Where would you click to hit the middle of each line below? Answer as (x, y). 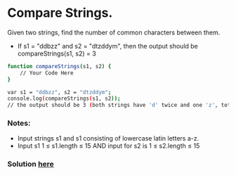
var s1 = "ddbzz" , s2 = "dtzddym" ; (59, 92)
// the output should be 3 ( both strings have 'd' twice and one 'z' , (113, 105)
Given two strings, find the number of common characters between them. (114, 32)
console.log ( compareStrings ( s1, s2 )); (64, 99)
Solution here (31, 164)
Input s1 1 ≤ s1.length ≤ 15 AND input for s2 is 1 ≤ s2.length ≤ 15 (109, 146)
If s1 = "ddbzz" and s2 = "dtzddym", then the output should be (108, 46)
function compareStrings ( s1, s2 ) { (59, 66)
